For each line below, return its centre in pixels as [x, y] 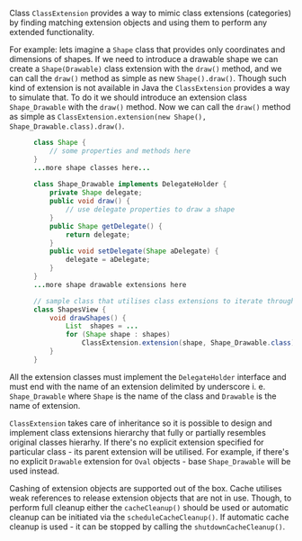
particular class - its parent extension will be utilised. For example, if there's [149, 451]
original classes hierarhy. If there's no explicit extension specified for [137, 442]
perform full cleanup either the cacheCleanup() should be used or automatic [149, 507]
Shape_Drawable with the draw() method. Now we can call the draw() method [150, 107]
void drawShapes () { [88, 318]
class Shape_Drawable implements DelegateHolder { [130, 185]
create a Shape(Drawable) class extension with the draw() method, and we [146, 68]
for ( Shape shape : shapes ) [118, 335]
